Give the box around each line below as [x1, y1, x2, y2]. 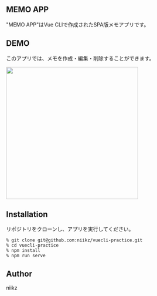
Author [6, 268, 32, 278]
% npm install [6, 248, 41, 254]
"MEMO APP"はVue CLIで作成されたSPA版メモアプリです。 [6, 21, 149, 28]
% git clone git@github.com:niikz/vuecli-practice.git [6, 237, 143, 243]
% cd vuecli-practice [6, 243, 59, 248]
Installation [6, 210, 48, 220]
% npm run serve [6, 253, 46, 259]
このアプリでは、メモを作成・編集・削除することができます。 [6, 55, 155, 62]
